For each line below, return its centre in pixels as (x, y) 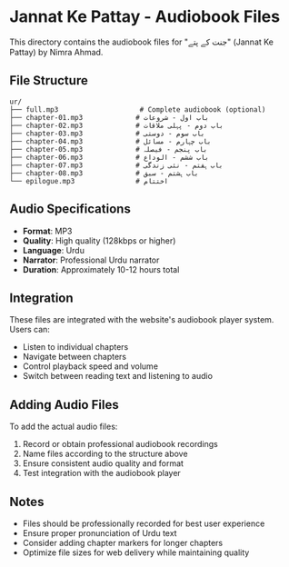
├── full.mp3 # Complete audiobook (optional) (138, 109)
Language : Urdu (53, 250)
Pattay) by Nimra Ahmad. (56, 52)
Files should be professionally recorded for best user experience (144, 523)
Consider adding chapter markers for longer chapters (123, 543)
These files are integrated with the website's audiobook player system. (142, 320)
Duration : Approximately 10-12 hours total (101, 269)
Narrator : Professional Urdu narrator (91, 260)
